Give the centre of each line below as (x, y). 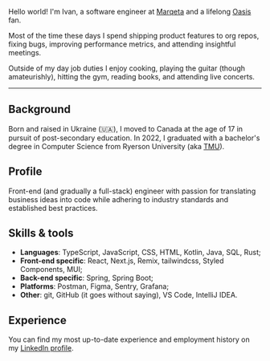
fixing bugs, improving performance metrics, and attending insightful (122, 44)
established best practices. (53, 208)
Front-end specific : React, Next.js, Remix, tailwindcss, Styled (122, 261)
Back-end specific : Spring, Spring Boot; (87, 278)
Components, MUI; (51, 270)
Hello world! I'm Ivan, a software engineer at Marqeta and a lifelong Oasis (130, 12)
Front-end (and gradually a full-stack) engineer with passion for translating (132, 191)
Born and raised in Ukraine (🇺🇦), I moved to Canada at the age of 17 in (126, 128)
